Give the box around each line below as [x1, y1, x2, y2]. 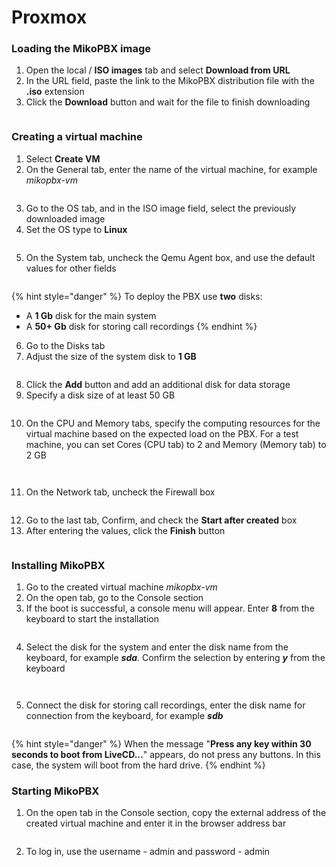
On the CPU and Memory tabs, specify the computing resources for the [25, 417, 321, 429]
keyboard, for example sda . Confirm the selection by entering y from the [25, 652, 326, 664]
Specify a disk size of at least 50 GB [25, 389, 176, 401]
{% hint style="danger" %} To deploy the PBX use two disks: [11, 290, 263, 302]
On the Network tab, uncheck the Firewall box [25, 486, 216, 498]
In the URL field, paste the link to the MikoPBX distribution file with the [25, 75, 315, 87]
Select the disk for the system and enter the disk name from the [25, 641, 289, 653]
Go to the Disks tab [25, 339, 106, 351]
